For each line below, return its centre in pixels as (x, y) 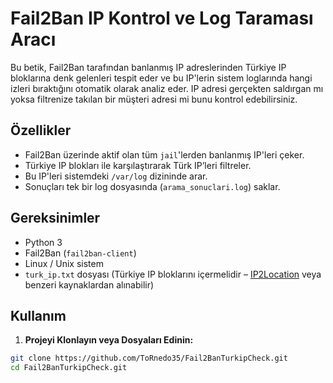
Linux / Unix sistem (64, 263)
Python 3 (43, 242)
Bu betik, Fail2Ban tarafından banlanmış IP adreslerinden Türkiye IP (148, 67)
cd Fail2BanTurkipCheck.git (69, 368)
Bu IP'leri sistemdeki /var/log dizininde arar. (116, 176)
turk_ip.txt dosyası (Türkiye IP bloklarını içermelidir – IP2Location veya (173, 274)
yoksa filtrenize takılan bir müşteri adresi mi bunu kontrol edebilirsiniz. (154, 99)
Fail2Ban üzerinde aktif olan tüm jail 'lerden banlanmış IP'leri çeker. (164, 154)
